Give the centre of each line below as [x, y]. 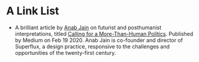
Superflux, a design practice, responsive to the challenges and [92, 46]
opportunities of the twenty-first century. [65, 52]
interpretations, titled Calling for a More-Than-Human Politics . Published [104, 33]
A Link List [33, 11]
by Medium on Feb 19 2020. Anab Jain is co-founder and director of [99, 40]
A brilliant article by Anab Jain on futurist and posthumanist [88, 27]
